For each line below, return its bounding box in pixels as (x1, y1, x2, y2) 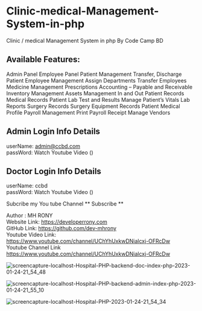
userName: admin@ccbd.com (6, 142, 80, 149)
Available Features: (6, 54, 80, 64)
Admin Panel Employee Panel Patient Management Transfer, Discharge (6, 71, 182, 78)
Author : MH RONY (6, 212, 53, 219)
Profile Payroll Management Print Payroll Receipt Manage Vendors (6, 108, 171, 116)
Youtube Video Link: (6, 231, 57, 239)
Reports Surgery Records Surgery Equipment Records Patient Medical (6, 102, 180, 110)
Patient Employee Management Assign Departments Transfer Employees (6, 77, 187, 84)
